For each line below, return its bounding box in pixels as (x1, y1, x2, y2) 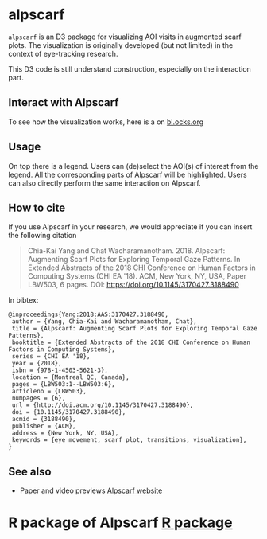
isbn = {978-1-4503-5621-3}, (11, 366, 109, 375)
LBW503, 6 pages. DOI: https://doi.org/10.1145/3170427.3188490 (27, 280, 240, 290)
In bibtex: (8, 295, 39, 305)
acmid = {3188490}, (11, 416, 77, 424)
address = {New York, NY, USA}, (11, 429, 119, 437)
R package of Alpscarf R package (8, 514, 233, 532)
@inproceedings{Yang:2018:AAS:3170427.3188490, (8, 311, 169, 319)
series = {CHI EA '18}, (11, 353, 91, 361)
